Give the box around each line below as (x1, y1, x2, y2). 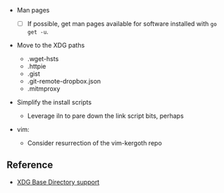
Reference (6, 159, 54, 171)
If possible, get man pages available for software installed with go (27, 20, 218, 27)
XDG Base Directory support (16, 178, 100, 186)
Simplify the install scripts (16, 98, 92, 107)
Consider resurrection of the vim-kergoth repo (27, 139, 163, 147)
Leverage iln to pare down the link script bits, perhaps (27, 112, 184, 120)
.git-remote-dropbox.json (27, 77, 101, 86)
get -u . (27, 27, 49, 36)
